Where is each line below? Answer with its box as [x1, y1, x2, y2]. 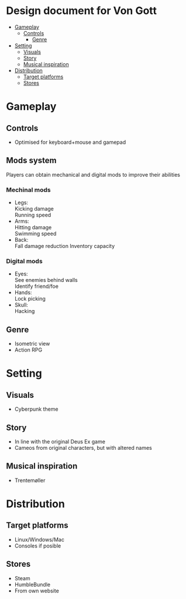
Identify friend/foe [14, 283, 58, 290]
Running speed [14, 212, 51, 219]
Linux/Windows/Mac [14, 536, 64, 543]
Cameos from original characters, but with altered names [14, 444, 152, 451]
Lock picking [14, 295, 46, 302]
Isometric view [14, 340, 50, 347]
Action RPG [14, 346, 43, 353]
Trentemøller [14, 477, 46, 484]
